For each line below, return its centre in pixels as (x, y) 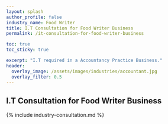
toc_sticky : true (28, 50)
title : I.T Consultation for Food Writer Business (70, 28)
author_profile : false (34, 17)
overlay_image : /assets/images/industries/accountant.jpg (85, 71)
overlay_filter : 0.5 (37, 77)
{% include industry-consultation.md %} (55, 115)
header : (16, 66)
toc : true (18, 44)
